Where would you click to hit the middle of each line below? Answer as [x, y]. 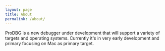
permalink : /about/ [25, 19]
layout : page [19, 10]
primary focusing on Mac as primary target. [50, 44]
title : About [19, 14]
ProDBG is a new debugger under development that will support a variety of [82, 33]
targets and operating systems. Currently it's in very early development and [82, 38]
